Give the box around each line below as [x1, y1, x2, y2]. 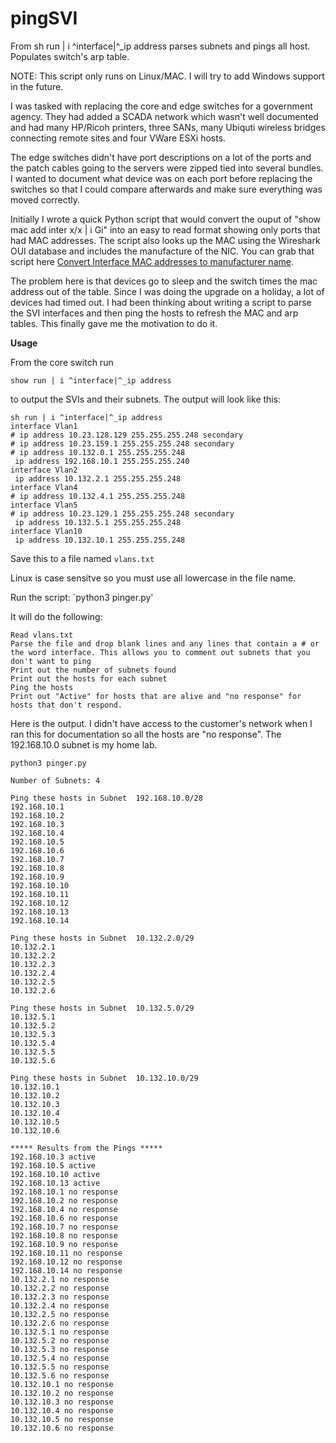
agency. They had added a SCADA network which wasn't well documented [10, 110, 319, 122]
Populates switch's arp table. [10, 50, 130, 62]
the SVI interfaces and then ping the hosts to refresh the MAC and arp [10, 307, 299, 319]
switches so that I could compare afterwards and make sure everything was [10, 183, 323, 195]
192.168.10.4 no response [10, 1204, 118, 1214]
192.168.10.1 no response [10, 1187, 118, 1197]
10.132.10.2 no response [10, 1388, 114, 1398]
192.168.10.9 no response [10, 1239, 118, 1249]
